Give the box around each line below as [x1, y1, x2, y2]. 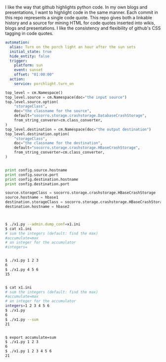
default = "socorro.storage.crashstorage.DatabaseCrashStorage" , [14, 113, 147, 118]
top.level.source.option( [5, 99, 58, 104]
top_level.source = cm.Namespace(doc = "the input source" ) [5, 95, 127, 100]
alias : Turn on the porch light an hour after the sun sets [9, 44, 136, 49]
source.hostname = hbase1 [5, 195, 58, 200]
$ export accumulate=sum [5, 335, 56, 340]
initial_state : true [9, 49, 52, 54]
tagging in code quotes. [5, 31, 53, 36]
